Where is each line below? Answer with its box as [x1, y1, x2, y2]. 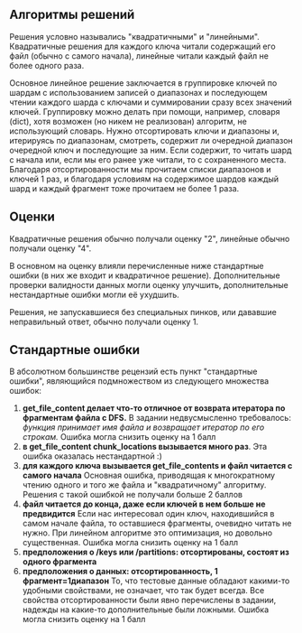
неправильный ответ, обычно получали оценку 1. [9, 316, 199, 327]
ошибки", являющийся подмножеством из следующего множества [9, 376, 270, 386]
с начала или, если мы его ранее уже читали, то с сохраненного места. [9, 154, 287, 165]
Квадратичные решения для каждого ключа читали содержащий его [9, 41, 277, 51]
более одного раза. [9, 60, 85, 70]
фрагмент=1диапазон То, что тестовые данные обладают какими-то [22, 575, 290, 586]
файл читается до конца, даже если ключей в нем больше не [22, 498, 266, 509]
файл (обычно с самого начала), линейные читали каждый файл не [9, 50, 269, 61]
